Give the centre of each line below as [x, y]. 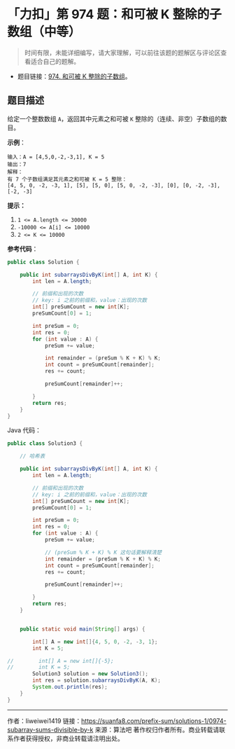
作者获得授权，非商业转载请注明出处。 [68, 738]
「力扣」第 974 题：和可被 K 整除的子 [114, 14]
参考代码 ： [23, 249]
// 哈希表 [33, 456]
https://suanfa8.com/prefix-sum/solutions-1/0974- [154, 721]
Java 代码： [24, 430]
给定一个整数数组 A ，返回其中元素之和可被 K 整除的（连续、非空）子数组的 [114, 118]
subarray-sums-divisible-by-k [50, 729]
